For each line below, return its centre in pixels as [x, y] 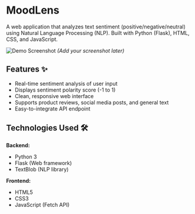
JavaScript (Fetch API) [42, 205]
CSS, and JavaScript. [32, 39]
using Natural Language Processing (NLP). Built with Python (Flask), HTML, [98, 33]
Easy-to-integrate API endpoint [52, 108]
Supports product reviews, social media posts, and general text [92, 102]
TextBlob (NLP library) [42, 169]
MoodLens [33, 10]
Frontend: [19, 180]
